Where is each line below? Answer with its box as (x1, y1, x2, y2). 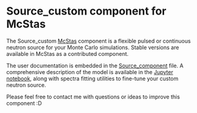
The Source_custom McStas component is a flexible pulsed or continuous (6, 37, 191, 44)
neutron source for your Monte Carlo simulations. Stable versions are (6, 44, 179, 51)
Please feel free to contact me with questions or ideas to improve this (6, 93, 181, 100)
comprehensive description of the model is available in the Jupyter (6, 68, 173, 75)
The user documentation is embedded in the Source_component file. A (6, 62, 184, 69)
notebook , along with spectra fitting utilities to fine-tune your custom (6, 75, 179, 82)
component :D (6, 99, 42, 107)
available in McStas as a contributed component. (6, 50, 129, 57)
